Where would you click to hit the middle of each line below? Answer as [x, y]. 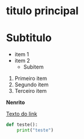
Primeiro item [31, 79]
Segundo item [31, 85]
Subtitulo [29, 38]
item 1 [22, 54]
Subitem [33, 67]
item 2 [22, 61]
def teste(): [22, 125]
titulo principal [42, 11]
